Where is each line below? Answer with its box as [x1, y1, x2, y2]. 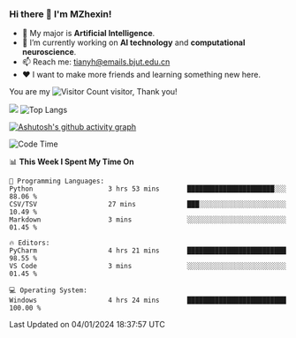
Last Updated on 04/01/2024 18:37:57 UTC [9, 319, 165, 330]
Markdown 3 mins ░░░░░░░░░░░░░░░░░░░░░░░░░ [9, 215, 287, 224]
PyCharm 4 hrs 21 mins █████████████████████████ [9, 246, 287, 255]
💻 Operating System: [9, 286, 88, 295]
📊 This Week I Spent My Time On [9, 156, 134, 167]
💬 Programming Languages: [9, 177, 104, 186]
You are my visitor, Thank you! [9, 86, 178, 97]
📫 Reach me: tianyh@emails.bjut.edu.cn [21, 56, 171, 67]
